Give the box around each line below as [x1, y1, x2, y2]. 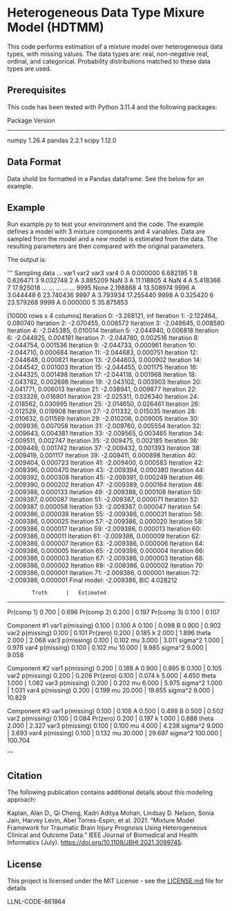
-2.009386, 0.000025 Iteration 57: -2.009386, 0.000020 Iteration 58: [7, 517, 204, 526]
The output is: [7, 256, 47, 264]
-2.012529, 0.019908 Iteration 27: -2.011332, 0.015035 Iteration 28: [7, 407, 197, 415]
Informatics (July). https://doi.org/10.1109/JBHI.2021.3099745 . [7, 838, 183, 847]
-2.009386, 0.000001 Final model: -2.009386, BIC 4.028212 [7, 576, 177, 585]
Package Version [7, 116, 55, 124]
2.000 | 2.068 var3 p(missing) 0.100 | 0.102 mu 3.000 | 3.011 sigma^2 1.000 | [7, 636, 224, 644]
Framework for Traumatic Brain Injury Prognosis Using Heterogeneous [7, 824, 207, 832]
